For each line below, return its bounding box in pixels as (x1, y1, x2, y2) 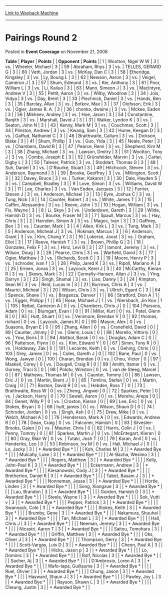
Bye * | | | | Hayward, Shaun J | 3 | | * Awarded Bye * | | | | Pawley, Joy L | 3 (5, 573, 161, 579)
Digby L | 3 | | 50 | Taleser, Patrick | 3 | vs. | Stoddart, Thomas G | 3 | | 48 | (5, 159, 158, 165)
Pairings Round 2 (5, 32, 77, 43)
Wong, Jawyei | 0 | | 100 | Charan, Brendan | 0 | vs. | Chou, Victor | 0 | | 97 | (5, 355, 161, 361)
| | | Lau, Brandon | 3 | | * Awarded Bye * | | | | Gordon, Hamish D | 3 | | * (5, 488, 155, 494)
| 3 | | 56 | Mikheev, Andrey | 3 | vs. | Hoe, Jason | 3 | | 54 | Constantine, (5, 111, 154, 117)
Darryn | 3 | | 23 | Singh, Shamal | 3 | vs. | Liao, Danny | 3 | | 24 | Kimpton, (5, 276, 157, 282)
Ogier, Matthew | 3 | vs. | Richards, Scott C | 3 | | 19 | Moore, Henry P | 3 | (5, 254, 156, 260)
